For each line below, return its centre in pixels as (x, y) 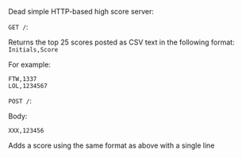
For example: (30, 64)
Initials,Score (33, 50)
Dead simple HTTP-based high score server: (81, 12)
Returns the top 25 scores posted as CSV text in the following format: (122, 42)
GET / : (18, 27)
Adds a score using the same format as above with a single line (111, 145)
